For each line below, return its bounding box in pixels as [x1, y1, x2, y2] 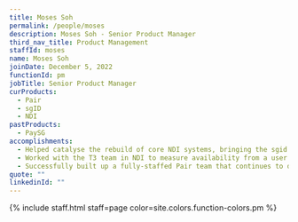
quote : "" [9, 170, 46, 178]
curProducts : [9, 87, 58, 96]
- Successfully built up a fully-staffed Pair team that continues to [17, 162, 284, 170]
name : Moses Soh [9, 54, 69, 63]
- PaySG [17, 129, 46, 138]
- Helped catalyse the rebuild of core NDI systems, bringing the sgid [17, 145, 288, 154]
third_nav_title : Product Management [9, 37, 149, 47]
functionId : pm [9, 71, 66, 80]
